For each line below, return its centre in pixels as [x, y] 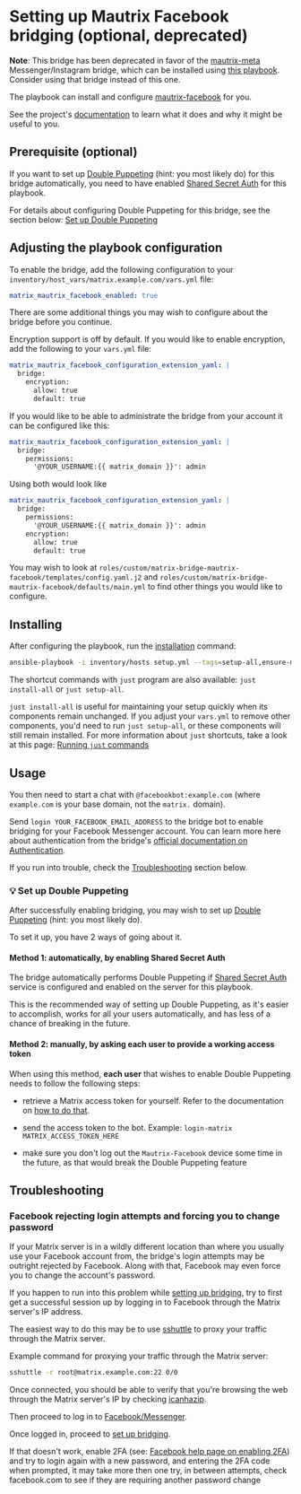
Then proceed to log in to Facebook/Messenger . [99, 1417]
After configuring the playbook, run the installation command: [123, 646]
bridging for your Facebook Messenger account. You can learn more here [145, 831]
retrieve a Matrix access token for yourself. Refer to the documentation [153, 1100]
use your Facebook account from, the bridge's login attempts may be [137, 1256]
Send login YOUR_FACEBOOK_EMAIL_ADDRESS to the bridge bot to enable [137, 821]
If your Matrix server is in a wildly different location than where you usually [147, 1247]
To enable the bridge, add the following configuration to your [122, 269]
